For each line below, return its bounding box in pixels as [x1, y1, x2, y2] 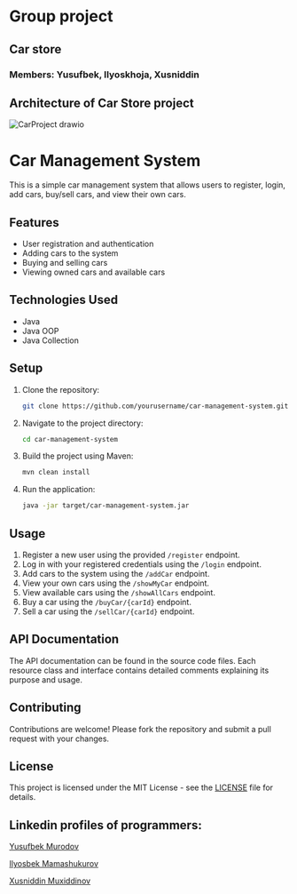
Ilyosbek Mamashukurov [9, 858, 99, 869]
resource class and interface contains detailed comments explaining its [9, 665, 270, 675]
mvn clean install [21, 468, 90, 477]
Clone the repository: [21, 384, 100, 395]
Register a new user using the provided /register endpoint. [21, 549, 241, 560]
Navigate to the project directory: [21, 418, 144, 428]
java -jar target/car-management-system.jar [21, 501, 190, 510]
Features [9, 215, 59, 230]
